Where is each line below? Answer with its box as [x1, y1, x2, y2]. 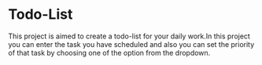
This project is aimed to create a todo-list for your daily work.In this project [8, 31, 250, 41]
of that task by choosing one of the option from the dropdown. [8, 48, 211, 57]
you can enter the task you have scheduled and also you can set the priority [8, 39, 255, 49]
